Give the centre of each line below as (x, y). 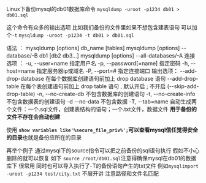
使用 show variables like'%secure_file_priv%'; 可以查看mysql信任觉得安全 (102, 130)
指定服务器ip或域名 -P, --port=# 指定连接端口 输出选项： (108, 71)
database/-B (22, 56)
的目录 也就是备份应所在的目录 (44, 137)
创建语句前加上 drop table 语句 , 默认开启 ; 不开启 (104, 86)
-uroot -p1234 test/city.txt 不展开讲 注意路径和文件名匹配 (83, 174)
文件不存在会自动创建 (33, 117)
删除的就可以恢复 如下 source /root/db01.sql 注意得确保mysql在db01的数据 (101, 158)
